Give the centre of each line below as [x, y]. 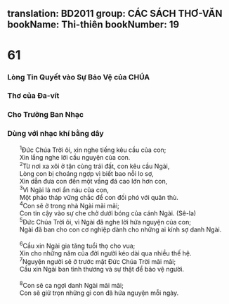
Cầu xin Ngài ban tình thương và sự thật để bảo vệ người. [102, 270]
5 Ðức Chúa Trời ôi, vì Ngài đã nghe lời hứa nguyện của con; [106, 221]
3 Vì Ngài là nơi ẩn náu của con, [64, 189]
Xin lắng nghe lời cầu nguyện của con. [75, 158]
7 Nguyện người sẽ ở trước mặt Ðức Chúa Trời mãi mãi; [98, 261]
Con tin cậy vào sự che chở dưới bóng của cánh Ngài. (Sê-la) [108, 213]
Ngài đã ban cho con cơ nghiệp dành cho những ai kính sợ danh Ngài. [121, 229]
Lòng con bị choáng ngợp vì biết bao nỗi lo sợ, [87, 173]
